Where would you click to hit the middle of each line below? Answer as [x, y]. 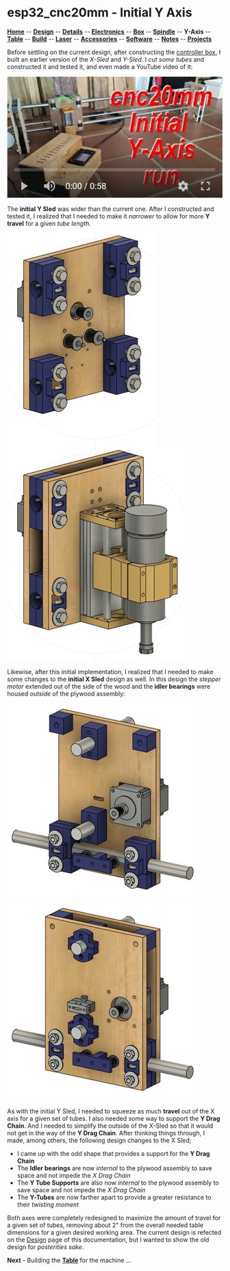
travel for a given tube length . [49, 223]
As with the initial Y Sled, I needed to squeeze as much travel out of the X [111, 1111]
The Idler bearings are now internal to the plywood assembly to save [114, 1168]
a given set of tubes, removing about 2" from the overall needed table [105, 1225]
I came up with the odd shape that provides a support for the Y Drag [113, 1153]
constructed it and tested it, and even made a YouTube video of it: [100, 66]
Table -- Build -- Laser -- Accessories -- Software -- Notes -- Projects [110, 38]
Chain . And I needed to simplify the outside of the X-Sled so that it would [110, 1126]
